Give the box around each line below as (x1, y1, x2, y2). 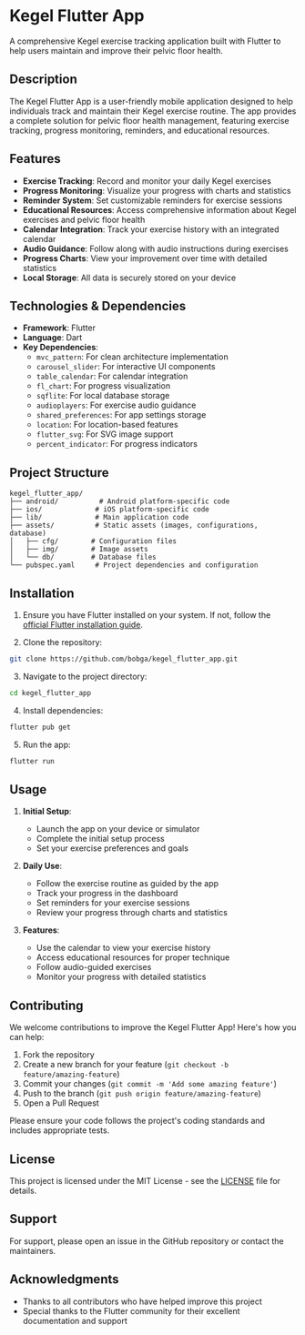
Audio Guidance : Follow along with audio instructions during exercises (22, 243, 289, 254)
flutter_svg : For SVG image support (36, 429, 174, 440)
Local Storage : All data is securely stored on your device (22, 272, 237, 283)
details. (9, 1185, 37, 1196)
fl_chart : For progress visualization (36, 380, 171, 391)
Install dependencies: (22, 704, 104, 715)
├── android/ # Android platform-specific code (9, 497, 230, 506)
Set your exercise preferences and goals (36, 843, 189, 854)
